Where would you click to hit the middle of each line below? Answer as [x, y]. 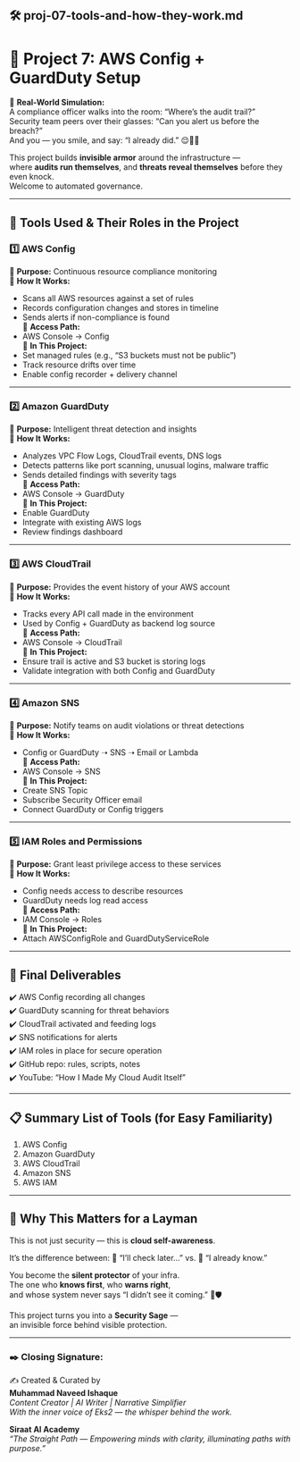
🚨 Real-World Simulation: [57, 103]
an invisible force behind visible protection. [88, 1324]
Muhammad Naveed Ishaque [64, 1392]
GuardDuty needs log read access [85, 901]
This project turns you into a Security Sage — [94, 1315]
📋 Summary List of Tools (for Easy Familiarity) [141, 1118]
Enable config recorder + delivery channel [100, 374]
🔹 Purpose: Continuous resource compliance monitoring [113, 272]
